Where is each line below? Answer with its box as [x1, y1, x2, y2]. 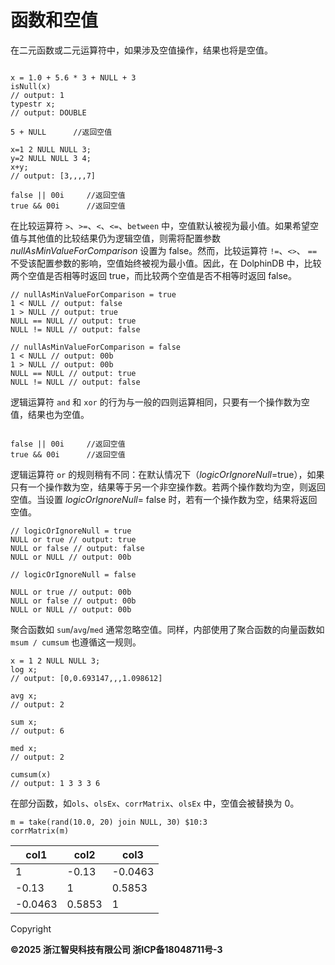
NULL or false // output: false [10, 543, 145, 553]
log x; [10, 664, 38, 675]
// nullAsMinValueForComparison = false [10, 342, 182, 352]
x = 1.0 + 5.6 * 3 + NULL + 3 [10, 72, 137, 83]
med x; [10, 743, 38, 753]
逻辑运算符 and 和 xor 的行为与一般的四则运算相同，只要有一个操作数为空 [10, 396, 310, 408]
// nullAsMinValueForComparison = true [10, 289, 177, 300]
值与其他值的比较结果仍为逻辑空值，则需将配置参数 [10, 232, 221, 244]
